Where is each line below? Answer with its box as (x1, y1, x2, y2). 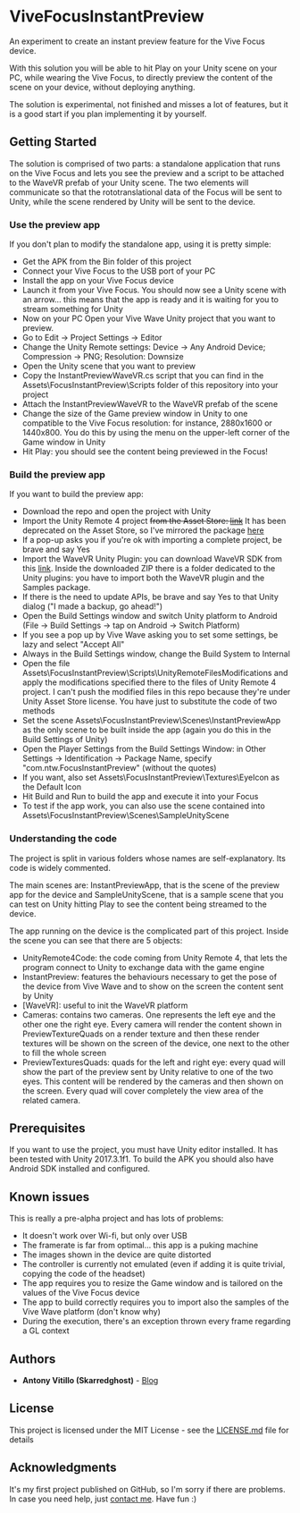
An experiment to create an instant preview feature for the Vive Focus (9, 36, 265, 46)
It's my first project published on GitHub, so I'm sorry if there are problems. (9, 1483, 286, 1494)
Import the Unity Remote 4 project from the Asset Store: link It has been (21, 516, 287, 527)
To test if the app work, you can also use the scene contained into (21, 800, 265, 811)
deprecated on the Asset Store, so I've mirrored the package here (21, 525, 265, 536)
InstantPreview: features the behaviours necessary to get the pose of (21, 971, 278, 982)
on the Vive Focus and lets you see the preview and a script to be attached (9, 167, 284, 178)
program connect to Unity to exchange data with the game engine (21, 961, 265, 972)
